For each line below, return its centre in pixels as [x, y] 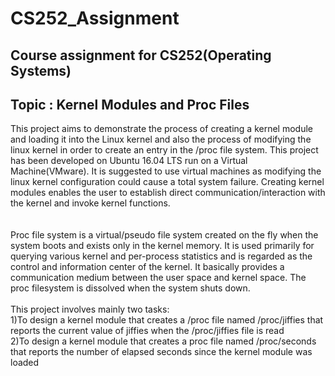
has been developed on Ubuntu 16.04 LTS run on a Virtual [129, 161]
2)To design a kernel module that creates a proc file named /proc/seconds [163, 341]
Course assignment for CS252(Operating [141, 55]
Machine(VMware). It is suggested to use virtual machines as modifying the [166, 171]
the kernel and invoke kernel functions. [90, 203]
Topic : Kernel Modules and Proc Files [130, 104]
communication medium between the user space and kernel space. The [158, 278]
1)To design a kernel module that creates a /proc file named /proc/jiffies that [167, 320]
